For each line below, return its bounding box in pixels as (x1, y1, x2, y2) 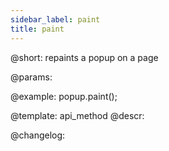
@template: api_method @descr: (10, 109, 145, 121)
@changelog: (10, 129, 66, 141)
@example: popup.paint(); (10, 90, 118, 102)
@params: (10, 71, 53, 83)
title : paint (10, 24, 65, 34)
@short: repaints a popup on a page (10, 51, 159, 63)
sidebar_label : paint (10, 14, 101, 25)
